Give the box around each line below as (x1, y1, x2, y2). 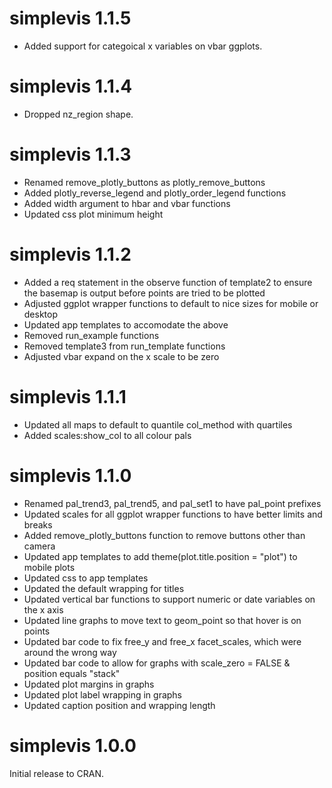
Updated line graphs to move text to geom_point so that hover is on (23, 614, 302, 626)
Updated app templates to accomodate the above (23, 318, 229, 331)
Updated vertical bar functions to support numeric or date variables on (23, 593, 316, 605)
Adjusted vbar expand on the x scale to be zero (23, 350, 220, 362)
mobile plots (23, 561, 76, 573)
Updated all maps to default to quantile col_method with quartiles (23, 418, 293, 431)
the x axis (23, 603, 64, 616)
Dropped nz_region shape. (23, 108, 134, 120)
